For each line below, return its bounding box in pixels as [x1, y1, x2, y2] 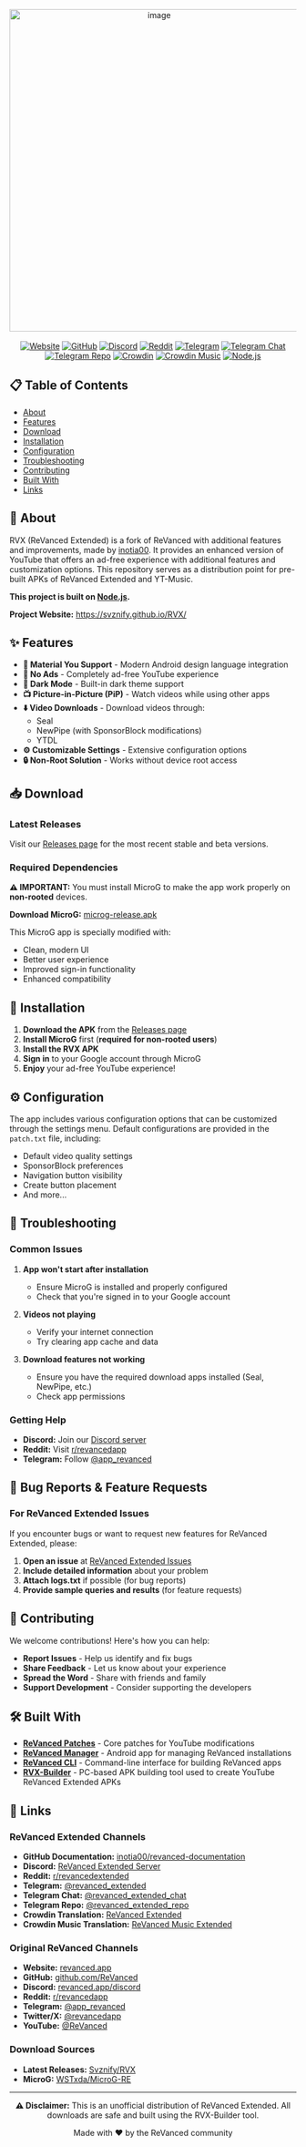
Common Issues [9, 1243, 84, 1256]
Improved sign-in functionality [22, 964, 137, 975]
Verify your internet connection [36, 1326, 154, 1337]
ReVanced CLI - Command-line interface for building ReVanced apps [22, 1757, 282, 1768]
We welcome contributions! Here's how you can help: [9, 1635, 210, 1646]
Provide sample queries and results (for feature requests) [22, 1584, 243, 1595]
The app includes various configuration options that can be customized [9, 1114, 278, 1125]
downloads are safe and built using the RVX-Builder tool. [46, 2110, 260, 2121]
